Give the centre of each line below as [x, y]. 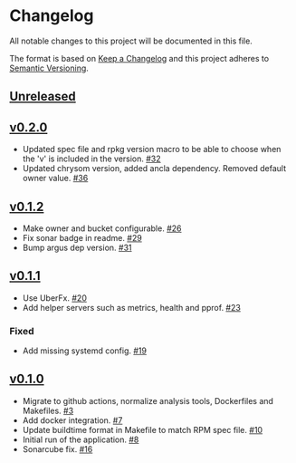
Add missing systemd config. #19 [85, 351]
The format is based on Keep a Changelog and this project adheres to [139, 58]
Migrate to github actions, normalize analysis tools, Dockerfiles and [148, 400]
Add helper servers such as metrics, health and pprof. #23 [132, 307]
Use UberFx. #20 [55, 298]
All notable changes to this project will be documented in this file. [131, 41]
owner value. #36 [55, 178]
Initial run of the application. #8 [81, 439]
